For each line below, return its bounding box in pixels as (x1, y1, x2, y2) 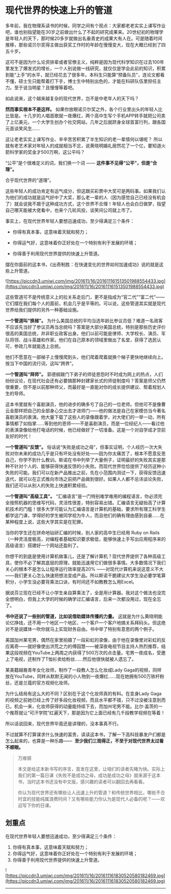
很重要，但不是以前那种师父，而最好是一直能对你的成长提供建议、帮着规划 (5, 384, 161, 390)
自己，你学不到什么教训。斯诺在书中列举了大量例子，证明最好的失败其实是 (5, 457, 161, 463)
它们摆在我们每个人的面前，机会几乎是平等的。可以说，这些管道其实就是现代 (5, 300, 166, 307)
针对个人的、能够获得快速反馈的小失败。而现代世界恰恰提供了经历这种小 (14, 463, 166, 469)
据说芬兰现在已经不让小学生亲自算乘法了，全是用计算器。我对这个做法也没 (5, 590, 161, 596)
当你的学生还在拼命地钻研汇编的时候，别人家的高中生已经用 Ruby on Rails (5, 529, 160, 535)
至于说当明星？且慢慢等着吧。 (14, 84, 77, 90)
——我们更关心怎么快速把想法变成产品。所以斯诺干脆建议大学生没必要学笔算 (5, 572, 166, 578)
